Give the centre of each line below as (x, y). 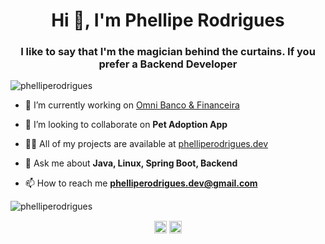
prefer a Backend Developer (168, 64)
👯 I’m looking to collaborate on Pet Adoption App (126, 125)
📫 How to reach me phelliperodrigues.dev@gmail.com (141, 183)
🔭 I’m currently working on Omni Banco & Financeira (132, 105)
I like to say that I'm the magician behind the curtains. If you (168, 52)
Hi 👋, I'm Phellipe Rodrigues (168, 20)
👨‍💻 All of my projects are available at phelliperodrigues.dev (146, 144)
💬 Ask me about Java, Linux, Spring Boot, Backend (131, 163)
